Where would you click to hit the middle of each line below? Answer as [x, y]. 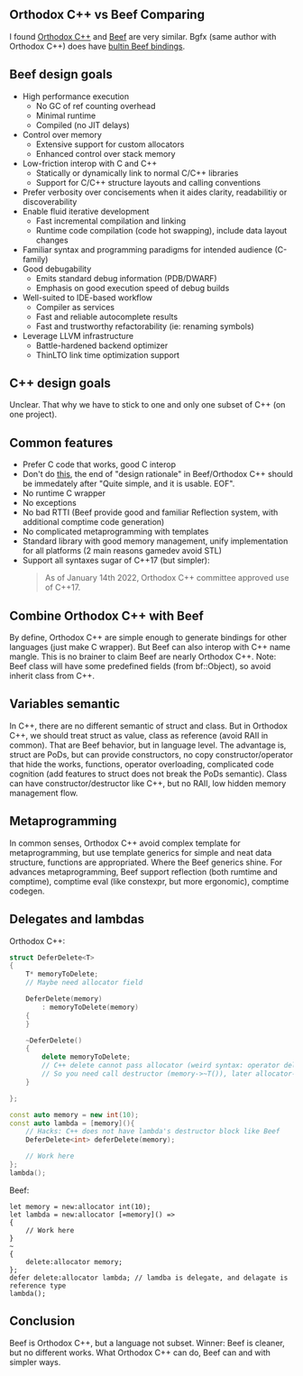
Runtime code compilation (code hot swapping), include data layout [161, 230]
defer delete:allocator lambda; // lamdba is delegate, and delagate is [149, 1278]
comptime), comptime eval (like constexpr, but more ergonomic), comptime [149, 881]
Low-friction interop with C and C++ [90, 163]
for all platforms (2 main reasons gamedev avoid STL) [122, 551]
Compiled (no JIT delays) [83, 124]
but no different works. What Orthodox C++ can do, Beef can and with [140, 1353]
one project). [33, 415]
